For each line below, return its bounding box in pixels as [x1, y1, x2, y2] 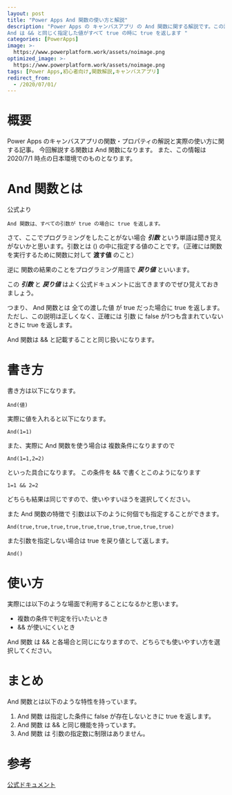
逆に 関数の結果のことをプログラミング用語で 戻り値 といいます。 [7, 266, 193, 274]
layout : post [7, 10, 45, 17]
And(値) [7, 402, 28, 409]
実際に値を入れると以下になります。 [7, 414, 110, 423]
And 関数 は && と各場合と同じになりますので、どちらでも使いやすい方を [7, 638, 215, 646]
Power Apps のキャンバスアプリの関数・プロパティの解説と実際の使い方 [7, 137, 213, 145]
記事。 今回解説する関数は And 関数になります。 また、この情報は [19, 146, 206, 154]
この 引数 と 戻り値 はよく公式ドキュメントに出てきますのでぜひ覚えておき [7, 280, 220, 289]
